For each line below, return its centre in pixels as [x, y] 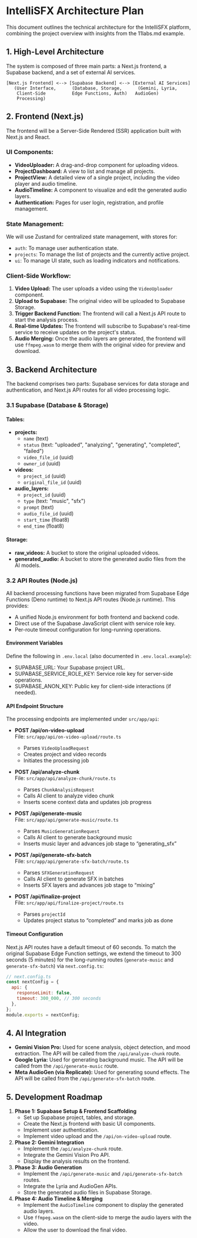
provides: [18, 605]
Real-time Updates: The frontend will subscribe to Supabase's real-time [102, 326]
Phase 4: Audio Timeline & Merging [59, 1199]
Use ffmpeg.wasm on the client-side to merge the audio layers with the [107, 1217]
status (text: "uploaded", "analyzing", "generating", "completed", [102, 445]
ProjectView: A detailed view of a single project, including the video [97, 177]
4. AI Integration [36, 1033]
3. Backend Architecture [51, 370]
